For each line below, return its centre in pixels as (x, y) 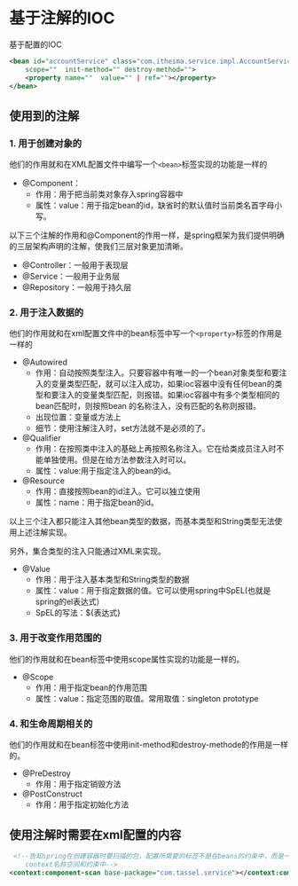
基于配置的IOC (35, 44)
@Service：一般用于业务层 (71, 277)
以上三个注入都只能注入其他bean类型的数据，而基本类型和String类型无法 (142, 521)
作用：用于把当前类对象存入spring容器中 (109, 194)
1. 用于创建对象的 (46, 143)
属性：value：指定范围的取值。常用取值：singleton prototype (147, 698)
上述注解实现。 (44, 532)
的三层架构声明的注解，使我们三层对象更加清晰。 (98, 247)
